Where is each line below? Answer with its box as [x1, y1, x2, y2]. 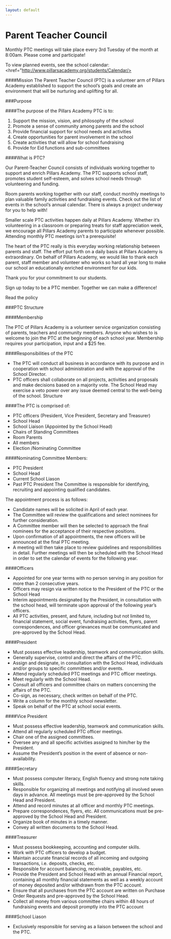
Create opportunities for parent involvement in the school [12, 134, 134, 140]
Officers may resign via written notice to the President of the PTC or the [12, 586, 164, 592]
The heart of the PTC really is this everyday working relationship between [5, 243, 160, 249]
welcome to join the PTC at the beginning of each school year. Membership [5, 335, 164, 341]
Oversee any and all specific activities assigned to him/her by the [12, 739, 150, 745]
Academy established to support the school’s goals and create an [5, 82, 143, 88]
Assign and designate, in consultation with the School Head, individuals [12, 660, 163, 666]
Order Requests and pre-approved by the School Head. [12, 893, 129, 899]
